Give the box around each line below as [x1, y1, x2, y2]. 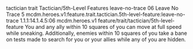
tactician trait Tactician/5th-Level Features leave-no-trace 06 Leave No [6, 5, 179, 11]
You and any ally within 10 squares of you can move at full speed [24, 24, 182, 30]
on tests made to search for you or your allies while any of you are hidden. [6, 36, 187, 43]
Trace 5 [6, 11, 25, 18]
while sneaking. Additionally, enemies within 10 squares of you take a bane [6, 30, 187, 37]
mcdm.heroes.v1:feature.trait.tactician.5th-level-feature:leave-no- [25, 11, 185, 18]
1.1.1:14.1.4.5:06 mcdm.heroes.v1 [19, 17, 97, 24]
